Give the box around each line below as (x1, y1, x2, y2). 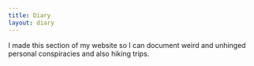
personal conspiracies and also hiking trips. (8, 49, 150, 58)
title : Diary (8, 11, 51, 20)
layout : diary (8, 19, 55, 27)
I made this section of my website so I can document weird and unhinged (8, 40, 246, 49)
